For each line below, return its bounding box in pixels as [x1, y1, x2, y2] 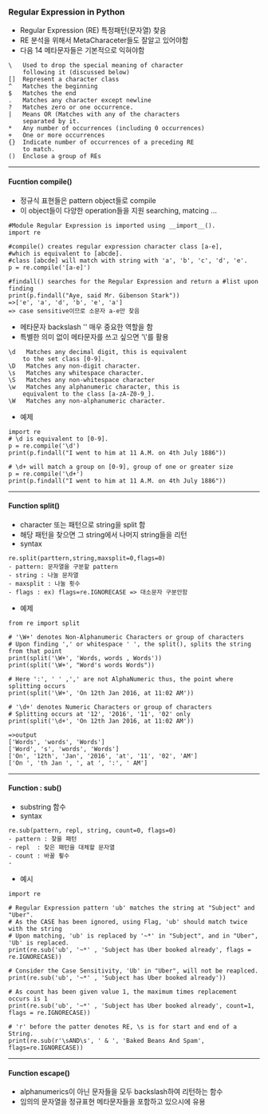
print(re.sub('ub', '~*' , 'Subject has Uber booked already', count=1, [8, 1001, 255, 1009]
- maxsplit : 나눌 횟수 [8, 579, 81, 587]
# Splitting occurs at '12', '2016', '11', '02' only [8, 710, 191, 718]
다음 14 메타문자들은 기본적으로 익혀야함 [19, 46, 145, 55]
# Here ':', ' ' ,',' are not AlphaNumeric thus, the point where [8, 674, 234, 683]
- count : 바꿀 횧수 [8, 852, 70, 860]
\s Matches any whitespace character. [8, 368, 145, 377]
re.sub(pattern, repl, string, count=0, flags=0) [8, 826, 177, 834]
